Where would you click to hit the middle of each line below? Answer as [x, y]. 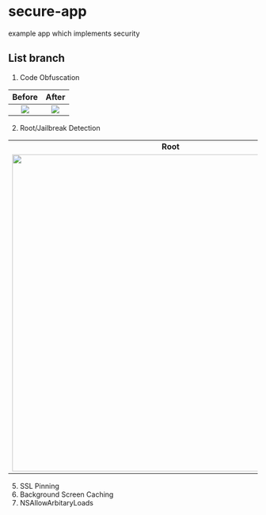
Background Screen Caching [66, 494]
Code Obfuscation [49, 77]
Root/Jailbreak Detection [60, 128]
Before [25, 97]
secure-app [47, 11]
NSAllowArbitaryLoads [56, 502]
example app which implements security [74, 33]
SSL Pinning [39, 486]
